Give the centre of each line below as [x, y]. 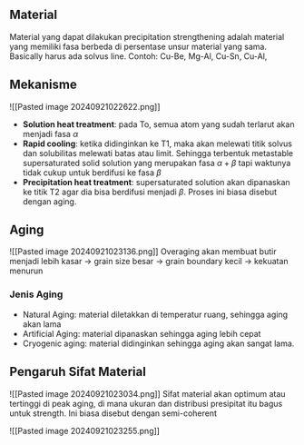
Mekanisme [43, 85]
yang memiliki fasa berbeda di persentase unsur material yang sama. [138, 46]
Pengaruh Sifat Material [78, 372]
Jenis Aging [36, 294]
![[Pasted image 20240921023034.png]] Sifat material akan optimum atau [147, 393]
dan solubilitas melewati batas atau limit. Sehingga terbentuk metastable [158, 153]
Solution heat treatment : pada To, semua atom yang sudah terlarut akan [158, 124]
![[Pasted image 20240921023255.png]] [85, 430]
